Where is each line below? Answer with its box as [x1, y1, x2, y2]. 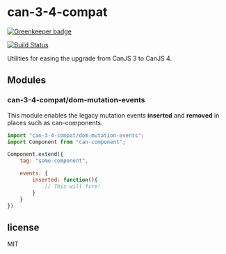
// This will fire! [44, 182, 101, 190]
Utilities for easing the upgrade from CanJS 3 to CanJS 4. [7, 54, 172, 63]
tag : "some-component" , [19, 157, 89, 164]
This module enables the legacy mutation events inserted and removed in [7, 111, 220, 119]
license [7, 221, 40, 233]
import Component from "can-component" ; [7, 138, 127, 145]
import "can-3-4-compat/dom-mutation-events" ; [7, 132, 145, 139]
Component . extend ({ [7, 151, 64, 158]
